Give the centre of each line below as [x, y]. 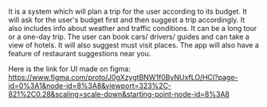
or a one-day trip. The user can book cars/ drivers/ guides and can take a [129, 36]
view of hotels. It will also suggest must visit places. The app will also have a [133, 45]
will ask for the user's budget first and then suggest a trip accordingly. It [127, 20]
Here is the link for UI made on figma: [70, 69]
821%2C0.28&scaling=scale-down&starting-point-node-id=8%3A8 [119, 94]
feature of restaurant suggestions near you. [80, 53]
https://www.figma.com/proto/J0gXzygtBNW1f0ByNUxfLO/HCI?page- [123, 77]
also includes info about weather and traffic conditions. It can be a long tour [133, 28]
